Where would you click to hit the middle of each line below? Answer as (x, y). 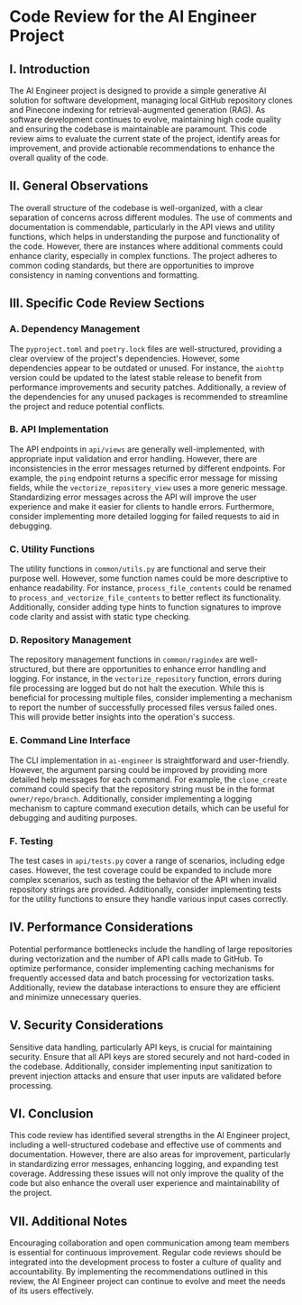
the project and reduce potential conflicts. (87, 406)
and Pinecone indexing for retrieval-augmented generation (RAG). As (137, 110)
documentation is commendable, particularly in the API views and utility (142, 226)
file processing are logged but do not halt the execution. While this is (137, 688)
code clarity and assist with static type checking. (100, 617)
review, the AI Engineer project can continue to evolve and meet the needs (147, 1282)
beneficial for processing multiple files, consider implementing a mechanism (151, 698)
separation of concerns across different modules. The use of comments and (151, 217)
